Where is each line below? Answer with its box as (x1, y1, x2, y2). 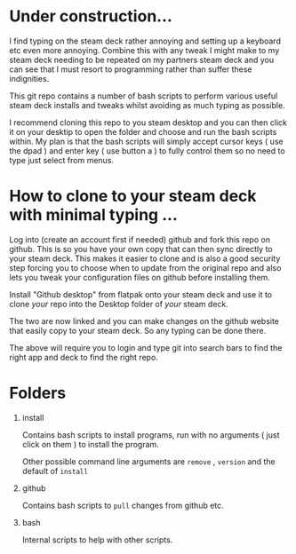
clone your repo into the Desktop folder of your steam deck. (9, 298, 229, 309)
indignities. (9, 73, 50, 83)
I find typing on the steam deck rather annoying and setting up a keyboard (9, 36, 282, 46)
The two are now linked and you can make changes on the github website (9, 315, 280, 326)
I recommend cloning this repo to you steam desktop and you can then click (9, 117, 287, 128)
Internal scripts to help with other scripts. (21, 534, 173, 545)
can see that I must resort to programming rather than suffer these (9, 64, 252, 75)
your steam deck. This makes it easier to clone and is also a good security (9, 253, 281, 264)
